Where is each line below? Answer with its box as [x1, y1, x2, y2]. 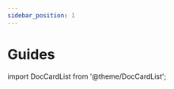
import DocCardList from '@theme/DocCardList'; [7, 72, 167, 81]
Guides [7, 45, 56, 63]
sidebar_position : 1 [7, 11, 76, 20]
